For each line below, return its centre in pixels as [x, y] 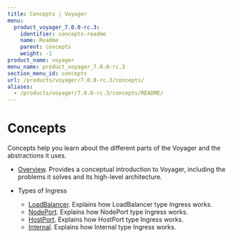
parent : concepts [46, 47]
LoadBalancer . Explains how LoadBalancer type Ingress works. [120, 205]
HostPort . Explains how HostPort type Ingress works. [106, 220]
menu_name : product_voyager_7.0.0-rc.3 [66, 67]
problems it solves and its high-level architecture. [90, 177]
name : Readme [39, 40]
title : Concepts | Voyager [47, 14]
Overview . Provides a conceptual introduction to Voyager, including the [121, 169]
